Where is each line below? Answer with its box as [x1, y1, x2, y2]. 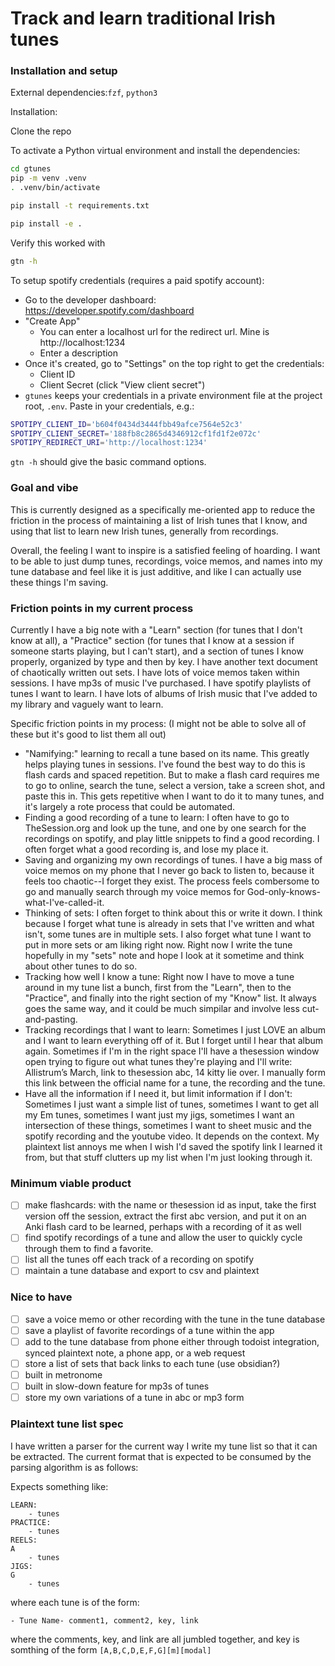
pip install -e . [10, 218, 83, 229]
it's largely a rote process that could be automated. [24, 800, 236, 812]
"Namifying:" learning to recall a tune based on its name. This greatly [24, 747, 310, 759]
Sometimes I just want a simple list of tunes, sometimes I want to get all [24, 1098, 319, 1110]
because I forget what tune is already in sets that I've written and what [24, 917, 315, 929]
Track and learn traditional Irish [10, 7, 276, 30]
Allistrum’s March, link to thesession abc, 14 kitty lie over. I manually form [24, 1066, 326, 1078]
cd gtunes [10, 164, 52, 174]
